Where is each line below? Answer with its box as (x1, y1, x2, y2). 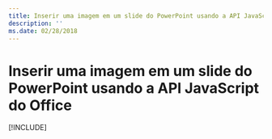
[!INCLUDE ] (8, 123, 47, 133)
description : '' (8, 19, 63, 27)
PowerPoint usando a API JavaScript (8, 78, 260, 97)
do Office (8, 96, 73, 114)
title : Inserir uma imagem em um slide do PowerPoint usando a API (8, 11, 241, 20)
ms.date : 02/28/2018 (8, 27, 79, 35)
